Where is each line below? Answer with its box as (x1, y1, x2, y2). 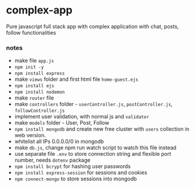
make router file (14, 94, 54, 101)
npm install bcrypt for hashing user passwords (14, 163, 131, 170)
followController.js (14, 108, 65, 114)
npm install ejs (14, 83, 54, 89)
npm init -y (14, 64, 44, 70)
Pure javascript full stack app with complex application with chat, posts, (6, 23, 179, 30)
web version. (14, 132, 46, 139)
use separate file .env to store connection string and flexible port (14, 151, 172, 158)
